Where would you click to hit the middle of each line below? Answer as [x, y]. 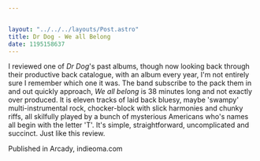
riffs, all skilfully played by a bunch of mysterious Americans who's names [128, 117]
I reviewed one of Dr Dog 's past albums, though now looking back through [129, 66]
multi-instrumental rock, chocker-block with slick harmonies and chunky [126, 108]
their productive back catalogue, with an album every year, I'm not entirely [129, 75]
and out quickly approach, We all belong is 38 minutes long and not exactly [130, 92]
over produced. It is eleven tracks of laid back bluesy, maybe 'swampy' [123, 100]
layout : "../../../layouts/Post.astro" [74, 29]
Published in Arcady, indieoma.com [66, 149]
